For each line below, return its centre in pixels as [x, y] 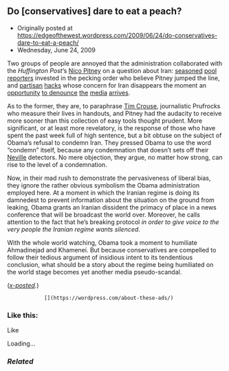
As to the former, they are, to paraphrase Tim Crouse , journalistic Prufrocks [114, 106]
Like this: [23, 315]
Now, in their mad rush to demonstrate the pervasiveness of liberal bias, [109, 178]
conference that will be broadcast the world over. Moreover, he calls [104, 214]
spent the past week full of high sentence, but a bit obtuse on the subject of [115, 135]
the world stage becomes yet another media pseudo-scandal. [95, 272]
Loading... [21, 343]
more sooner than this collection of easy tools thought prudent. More [105, 121]
